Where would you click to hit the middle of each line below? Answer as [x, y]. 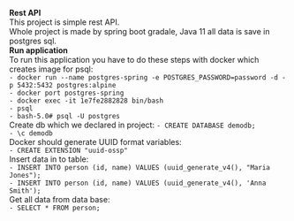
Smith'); [25, 191]
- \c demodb [31, 133]
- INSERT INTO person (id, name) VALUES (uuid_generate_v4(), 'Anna [138, 183]
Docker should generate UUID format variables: [96, 142]
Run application [39, 50]
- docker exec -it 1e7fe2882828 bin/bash [87, 101]
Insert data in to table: [49, 159]
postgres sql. [33, 41]
